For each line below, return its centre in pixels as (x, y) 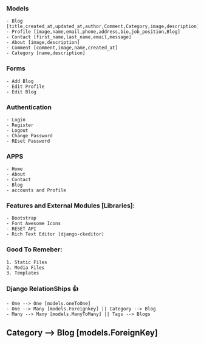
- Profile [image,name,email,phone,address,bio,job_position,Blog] (93, 32)
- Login (16, 120)
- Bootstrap (21, 218)
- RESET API (21, 229)
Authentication (29, 107)
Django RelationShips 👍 (42, 288)
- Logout (17, 130)
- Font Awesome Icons (34, 224)
